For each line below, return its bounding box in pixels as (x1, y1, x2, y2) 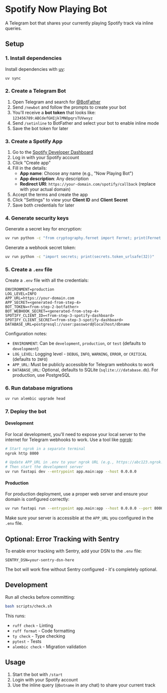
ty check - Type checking (12, 633, 66, 639)
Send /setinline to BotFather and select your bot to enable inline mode (12, 120, 159, 126)
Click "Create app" (12, 160, 51, 166)
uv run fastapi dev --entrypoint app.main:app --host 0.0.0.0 (5, 469, 137, 474)
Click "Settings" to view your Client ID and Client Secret (12, 197, 128, 203)
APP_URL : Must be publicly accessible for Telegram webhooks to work (12, 362, 154, 368)
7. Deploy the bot (5, 408, 47, 415)
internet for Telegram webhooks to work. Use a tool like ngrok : (5, 437, 133, 443)
